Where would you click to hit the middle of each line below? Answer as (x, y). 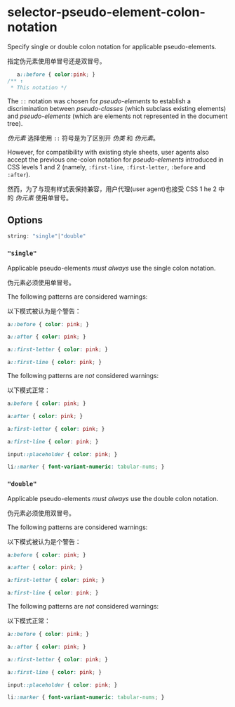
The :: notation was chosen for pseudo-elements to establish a (99, 101)
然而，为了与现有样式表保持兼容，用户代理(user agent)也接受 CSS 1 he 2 (112, 189)
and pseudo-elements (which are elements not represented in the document (117, 116)
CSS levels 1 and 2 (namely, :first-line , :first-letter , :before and (106, 167)
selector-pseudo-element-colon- (106, 12)
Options (25, 220)
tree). (15, 123)
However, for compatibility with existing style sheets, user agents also (108, 152)
